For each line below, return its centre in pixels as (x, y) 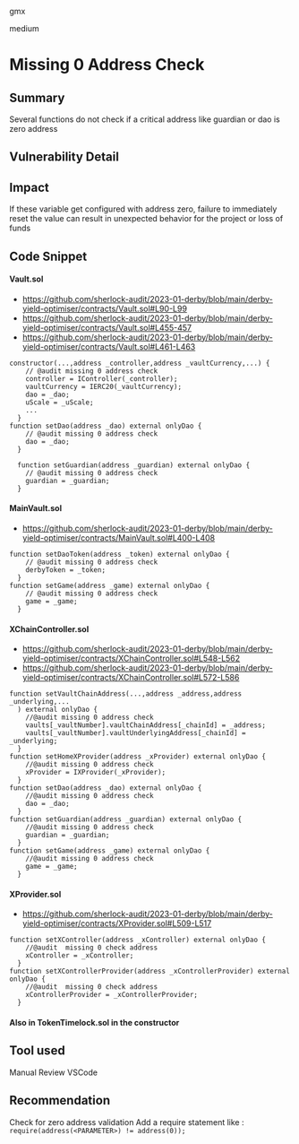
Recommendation (60, 1101)
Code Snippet (48, 256)
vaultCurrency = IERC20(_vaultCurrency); (103, 386)
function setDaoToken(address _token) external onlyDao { (120, 554)
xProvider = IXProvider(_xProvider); (96, 773)
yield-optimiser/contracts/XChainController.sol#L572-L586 (131, 678)
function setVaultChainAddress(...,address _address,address (126, 694)
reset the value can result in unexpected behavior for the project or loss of (146, 219)
